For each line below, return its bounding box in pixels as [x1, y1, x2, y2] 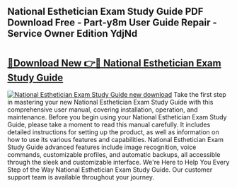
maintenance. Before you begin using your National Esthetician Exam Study [7, 113, 227, 121]
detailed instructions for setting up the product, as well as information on [7, 128, 219, 136]
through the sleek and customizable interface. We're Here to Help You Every [7, 158, 230, 166]
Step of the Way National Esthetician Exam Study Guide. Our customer [7, 165, 213, 174]
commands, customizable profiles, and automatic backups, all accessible [7, 151, 221, 158]
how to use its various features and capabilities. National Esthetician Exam [7, 136, 224, 143]
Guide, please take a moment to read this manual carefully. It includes [7, 120, 211, 129]
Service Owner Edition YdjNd [7, 28, 138, 40]
